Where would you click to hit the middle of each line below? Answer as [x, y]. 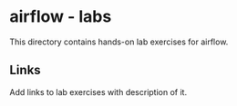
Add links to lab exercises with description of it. [98, 92]
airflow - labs [61, 17]
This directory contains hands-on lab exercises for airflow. [119, 42]
